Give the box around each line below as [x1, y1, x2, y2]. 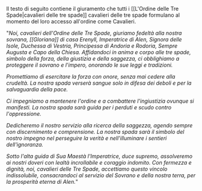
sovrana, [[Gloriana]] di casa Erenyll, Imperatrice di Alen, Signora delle [6, 36, 182, 43]
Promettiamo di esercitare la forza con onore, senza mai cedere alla [6, 73, 176, 80]
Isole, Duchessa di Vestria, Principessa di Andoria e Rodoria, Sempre [6, 42, 178, 49]
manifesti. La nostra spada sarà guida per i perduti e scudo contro [6, 104, 172, 111]
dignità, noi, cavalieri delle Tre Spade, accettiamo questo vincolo [6, 165, 168, 172]
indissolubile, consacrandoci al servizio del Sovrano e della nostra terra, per [6, 172, 196, 179]
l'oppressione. [6, 111, 41, 117]
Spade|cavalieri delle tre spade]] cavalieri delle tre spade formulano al [6, 11, 180, 19]
